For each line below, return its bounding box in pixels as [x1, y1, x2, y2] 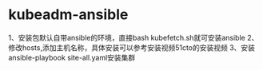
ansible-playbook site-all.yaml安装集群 [8, 52, 136, 62]
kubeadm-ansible [8, 6, 129, 24]
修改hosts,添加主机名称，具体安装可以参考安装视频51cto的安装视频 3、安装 [8, 42, 256, 52]
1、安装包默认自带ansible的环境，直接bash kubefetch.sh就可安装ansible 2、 [8, 33, 259, 42]
